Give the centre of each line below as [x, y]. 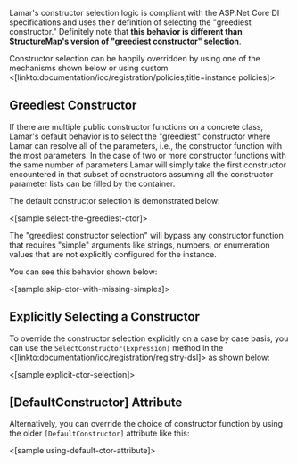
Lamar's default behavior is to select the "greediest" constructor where [140, 136]
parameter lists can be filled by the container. [92, 183]
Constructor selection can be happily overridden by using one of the [135, 58]
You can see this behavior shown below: [83, 272]
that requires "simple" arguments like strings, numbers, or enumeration [140, 245]
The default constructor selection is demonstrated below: [115, 200]
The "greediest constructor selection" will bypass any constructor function [146, 235]
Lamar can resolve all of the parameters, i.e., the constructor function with [146, 145]
